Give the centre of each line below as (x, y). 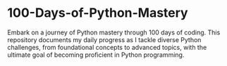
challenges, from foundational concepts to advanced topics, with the (107, 47)
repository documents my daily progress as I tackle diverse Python (104, 39)
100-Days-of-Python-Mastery (98, 13)
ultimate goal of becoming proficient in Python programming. (96, 55)
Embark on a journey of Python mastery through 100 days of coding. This (114, 32)
